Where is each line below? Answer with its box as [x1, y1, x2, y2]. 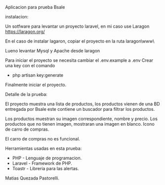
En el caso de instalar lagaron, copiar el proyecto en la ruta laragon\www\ [5, 38, 155, 44]
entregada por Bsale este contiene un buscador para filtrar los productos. [5, 106, 155, 112]
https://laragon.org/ [5, 29, 45, 34]
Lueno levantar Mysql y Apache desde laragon [5, 48, 100, 53]
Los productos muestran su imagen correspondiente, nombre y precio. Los [5, 116, 158, 122]
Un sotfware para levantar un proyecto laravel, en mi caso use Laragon [5, 23, 150, 29]
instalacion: [5, 14, 29, 19]
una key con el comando [5, 63, 55, 68]
